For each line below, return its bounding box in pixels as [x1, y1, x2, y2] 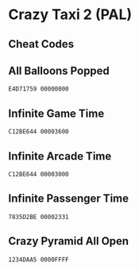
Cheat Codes [8, 37, 75, 51]
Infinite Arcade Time [8, 149, 112, 163]
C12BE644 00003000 [8, 171, 69, 179]
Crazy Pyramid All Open [8, 234, 129, 248]
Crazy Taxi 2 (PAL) [8, 6, 133, 24]
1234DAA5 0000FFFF [8, 256, 69, 264]
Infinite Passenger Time [8, 192, 129, 206]
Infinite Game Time [8, 106, 105, 120]
